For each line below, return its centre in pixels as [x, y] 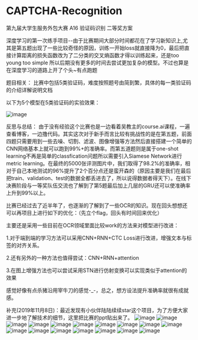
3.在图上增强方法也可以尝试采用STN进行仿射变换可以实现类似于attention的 [97, 270]
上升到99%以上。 [27, 192]
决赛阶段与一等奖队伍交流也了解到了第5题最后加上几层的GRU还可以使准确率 [98, 185]
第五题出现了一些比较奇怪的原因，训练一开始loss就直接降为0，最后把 [100, 48]
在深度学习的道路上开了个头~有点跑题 [52, 70]
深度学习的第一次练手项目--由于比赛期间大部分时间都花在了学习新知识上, [94, 40]
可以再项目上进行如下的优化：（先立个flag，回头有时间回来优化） [85, 212]
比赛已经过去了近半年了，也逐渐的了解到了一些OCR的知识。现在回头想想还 [97, 205]
